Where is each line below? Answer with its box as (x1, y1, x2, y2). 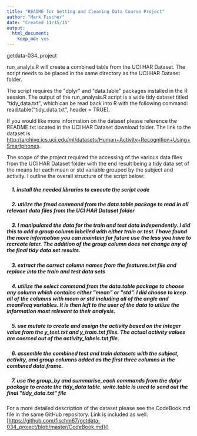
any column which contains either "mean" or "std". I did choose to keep (6, 289, 186, 296)
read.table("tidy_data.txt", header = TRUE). (6, 106, 111, 113)
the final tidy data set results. (6, 247, 81, 254)
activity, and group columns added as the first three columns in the (6, 356, 175, 363)
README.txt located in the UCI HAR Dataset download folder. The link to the (6, 124, 191, 130)
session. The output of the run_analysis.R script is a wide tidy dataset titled (6, 93, 188, 100)
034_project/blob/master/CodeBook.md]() (6, 423, 109, 430)
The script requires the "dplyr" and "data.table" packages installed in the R (6, 88, 188, 94)
